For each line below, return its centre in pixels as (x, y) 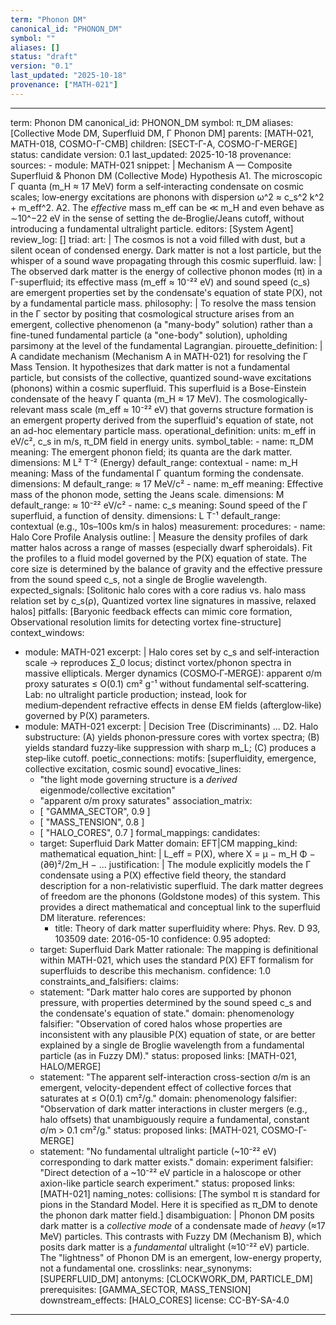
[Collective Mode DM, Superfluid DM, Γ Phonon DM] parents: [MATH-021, (162, 133)
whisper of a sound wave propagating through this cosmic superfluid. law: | (166, 260)
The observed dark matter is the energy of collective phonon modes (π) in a (166, 271)
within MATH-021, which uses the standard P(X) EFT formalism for (176, 960)
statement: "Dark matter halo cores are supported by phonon (165, 992)
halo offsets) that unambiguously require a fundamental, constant (174, 1119)
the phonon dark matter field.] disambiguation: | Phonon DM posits (177, 1215)
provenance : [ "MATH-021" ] (64, 85)
